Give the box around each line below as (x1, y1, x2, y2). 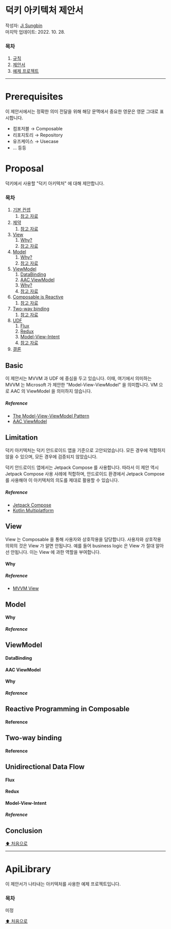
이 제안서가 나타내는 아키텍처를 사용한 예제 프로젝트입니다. (5, 881, 121, 887)
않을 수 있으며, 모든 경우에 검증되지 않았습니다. (5, 454, 98, 460)
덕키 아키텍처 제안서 (5, 5, 84, 16)
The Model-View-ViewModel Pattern (12, 413, 90, 419)
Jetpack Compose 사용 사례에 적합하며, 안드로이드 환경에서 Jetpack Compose (5, 471, 165, 476)
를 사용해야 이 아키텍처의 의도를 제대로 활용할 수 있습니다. (5, 477, 120, 483)
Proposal (5, 163, 44, 175)
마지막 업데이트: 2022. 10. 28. (5, 29, 65, 35)
